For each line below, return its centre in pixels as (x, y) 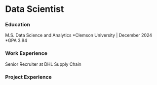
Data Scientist (35, 9)
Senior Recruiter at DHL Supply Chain (43, 64)
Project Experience (28, 77)
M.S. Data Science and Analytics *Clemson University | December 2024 (78, 35)
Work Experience (26, 53)
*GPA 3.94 (16, 41)
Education (18, 25)
